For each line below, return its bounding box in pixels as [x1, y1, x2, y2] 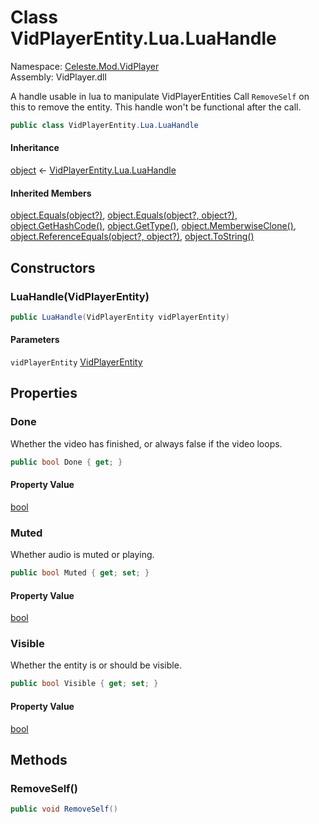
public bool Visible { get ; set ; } [10, 679, 159, 689]
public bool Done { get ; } [10, 457, 123, 467]
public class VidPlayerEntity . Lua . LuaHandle [10, 120, 199, 130]
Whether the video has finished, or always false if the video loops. [10, 437, 283, 450]
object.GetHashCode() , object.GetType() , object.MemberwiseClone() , [10, 220, 297, 232]
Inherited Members [10, 187, 92, 199]
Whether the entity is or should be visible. [10, 659, 182, 671]
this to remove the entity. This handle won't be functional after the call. [10, 101, 302, 113]
